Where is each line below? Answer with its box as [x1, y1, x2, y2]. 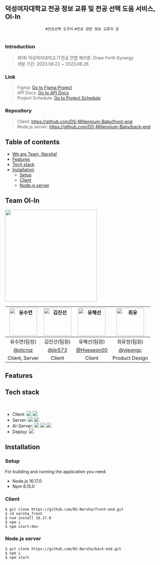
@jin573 [47, 347, 68, 354]
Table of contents [5, 138, 60, 146]
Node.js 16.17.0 [12, 478, 42, 484]
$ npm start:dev [5, 524, 38, 529]
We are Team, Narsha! [12, 151, 57, 157]
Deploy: [12, 429, 28, 435]
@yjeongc [118, 347, 142, 354]
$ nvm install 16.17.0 [5, 515, 51, 520]
